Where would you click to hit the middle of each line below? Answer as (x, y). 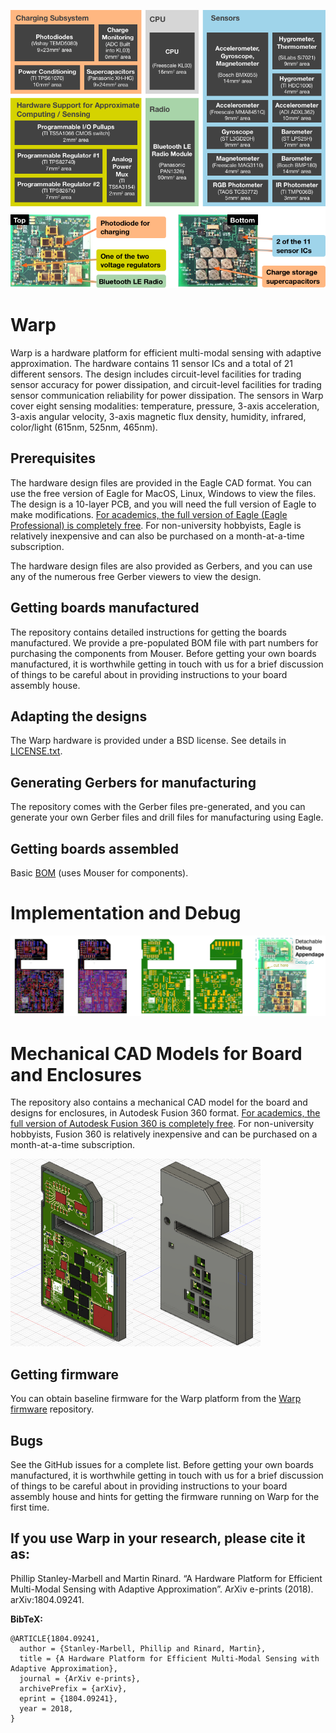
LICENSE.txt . (36, 751)
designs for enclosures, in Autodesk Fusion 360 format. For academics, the (165, 1113)
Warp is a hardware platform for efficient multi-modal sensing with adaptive (166, 353)
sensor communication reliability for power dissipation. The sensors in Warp (167, 396)
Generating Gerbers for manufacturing (133, 782)
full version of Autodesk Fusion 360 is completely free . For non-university (162, 1124)
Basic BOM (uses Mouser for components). (99, 873)
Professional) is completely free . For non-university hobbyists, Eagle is (156, 525)
